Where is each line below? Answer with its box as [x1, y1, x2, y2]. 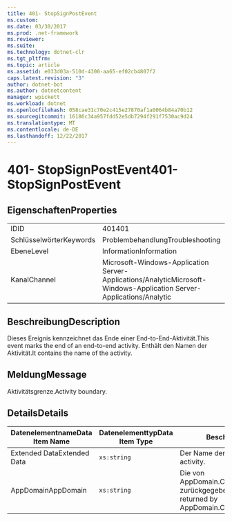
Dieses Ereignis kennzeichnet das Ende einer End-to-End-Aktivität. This [7, 334, 209, 342]
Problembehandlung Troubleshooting [102, 235, 221, 245]
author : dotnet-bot [7, 81, 64, 88]
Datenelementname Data [10, 428, 93, 437]
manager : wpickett [7, 94, 60, 101]
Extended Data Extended [10, 448, 90, 457]
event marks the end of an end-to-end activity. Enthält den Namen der [7, 342, 207, 350]
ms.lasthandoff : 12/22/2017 [7, 132, 88, 139]
